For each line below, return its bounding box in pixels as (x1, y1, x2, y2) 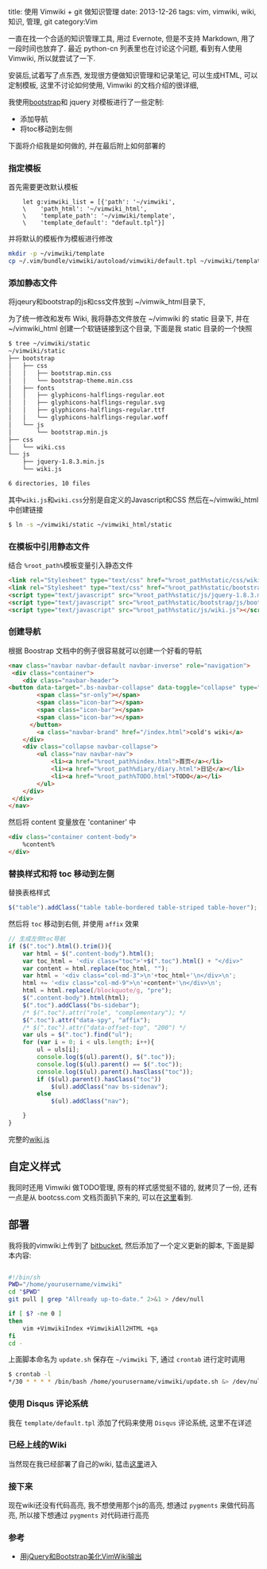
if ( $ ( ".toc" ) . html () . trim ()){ (8, 942, 112, 950)
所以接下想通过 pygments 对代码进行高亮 (18, 1510, 149, 1520)
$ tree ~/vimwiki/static (8, 340, 91, 348)
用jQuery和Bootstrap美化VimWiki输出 (19, 1552, 142, 1561)
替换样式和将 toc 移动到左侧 (8, 868, 115, 879)
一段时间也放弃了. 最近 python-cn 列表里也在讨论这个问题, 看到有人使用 (8, 44, 242, 53)
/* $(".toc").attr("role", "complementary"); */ (22, 1008, 187, 1017)
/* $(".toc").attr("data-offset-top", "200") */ (22, 1023, 187, 1031)
